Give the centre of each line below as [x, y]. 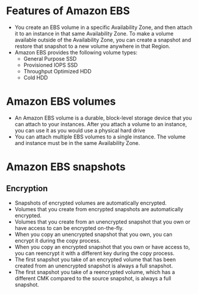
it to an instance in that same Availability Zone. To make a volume [94, 33]
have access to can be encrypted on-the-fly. [69, 228]
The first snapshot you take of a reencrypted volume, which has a [95, 272]
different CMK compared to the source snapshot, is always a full [93, 278]
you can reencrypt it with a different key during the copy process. [95, 253]
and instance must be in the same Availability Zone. [77, 143]
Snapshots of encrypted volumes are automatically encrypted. [91, 203]
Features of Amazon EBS [68, 11]
